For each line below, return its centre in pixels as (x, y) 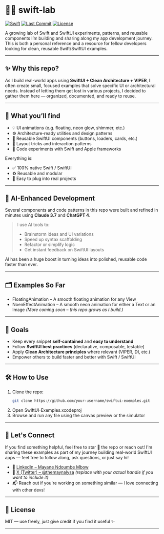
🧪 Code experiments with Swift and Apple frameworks (66, 149)
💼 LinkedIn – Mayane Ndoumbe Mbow (50, 467)
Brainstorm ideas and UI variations (59, 234)
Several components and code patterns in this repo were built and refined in (82, 210)
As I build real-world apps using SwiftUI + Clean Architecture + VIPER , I (78, 80)
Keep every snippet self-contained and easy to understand (73, 341)
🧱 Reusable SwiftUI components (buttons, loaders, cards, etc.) (75, 138)
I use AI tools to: (33, 225)
